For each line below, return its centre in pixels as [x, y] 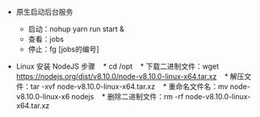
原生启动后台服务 [44, 12]
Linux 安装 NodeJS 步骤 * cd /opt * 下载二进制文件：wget [117, 66]
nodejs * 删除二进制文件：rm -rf [128, 96]
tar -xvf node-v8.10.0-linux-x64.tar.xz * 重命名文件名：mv [129, 86]
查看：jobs [46, 39]
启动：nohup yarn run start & [76, 29]
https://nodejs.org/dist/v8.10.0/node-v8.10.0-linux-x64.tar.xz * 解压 [130, 76]
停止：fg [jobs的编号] [63, 49]
